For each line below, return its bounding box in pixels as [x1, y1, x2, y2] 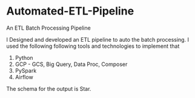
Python [15, 54, 33, 61]
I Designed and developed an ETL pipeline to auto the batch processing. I [6, 36, 190, 43]
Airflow [15, 73, 33, 80]
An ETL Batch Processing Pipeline [6, 24, 91, 31]
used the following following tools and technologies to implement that [6, 42, 180, 50]
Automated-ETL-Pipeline [6, 4, 134, 18]
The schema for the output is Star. [6, 85, 91, 92]
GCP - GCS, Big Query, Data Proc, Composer [15, 60, 128, 68]
